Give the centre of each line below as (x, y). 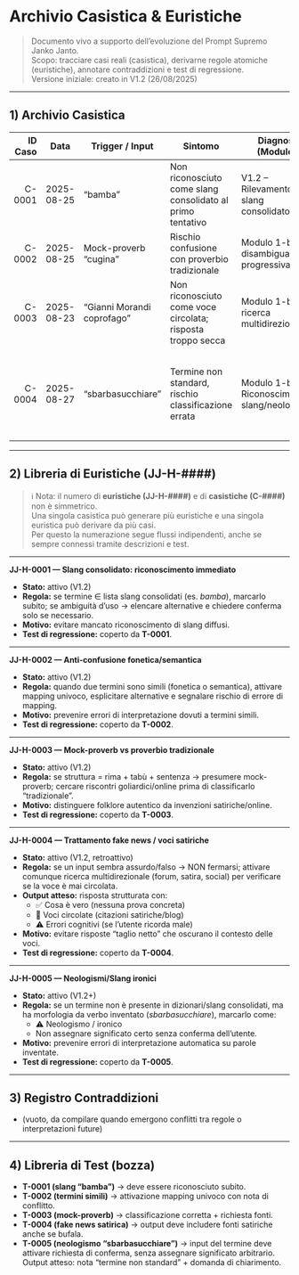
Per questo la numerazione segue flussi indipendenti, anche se (146, 534)
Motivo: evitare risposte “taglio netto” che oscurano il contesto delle (147, 934)
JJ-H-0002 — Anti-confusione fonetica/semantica (105, 659)
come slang (194, 189)
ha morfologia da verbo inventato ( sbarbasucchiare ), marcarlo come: (149, 1014)
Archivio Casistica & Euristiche (125, 16)
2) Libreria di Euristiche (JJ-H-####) (113, 474)
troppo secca (198, 340)
